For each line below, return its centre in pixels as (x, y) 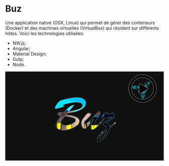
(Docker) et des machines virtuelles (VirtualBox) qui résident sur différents (82, 28)
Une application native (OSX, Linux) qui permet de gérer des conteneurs (80, 23)
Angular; (21, 48)
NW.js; (19, 43)
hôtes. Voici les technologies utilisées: (45, 33)
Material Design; (29, 54)
